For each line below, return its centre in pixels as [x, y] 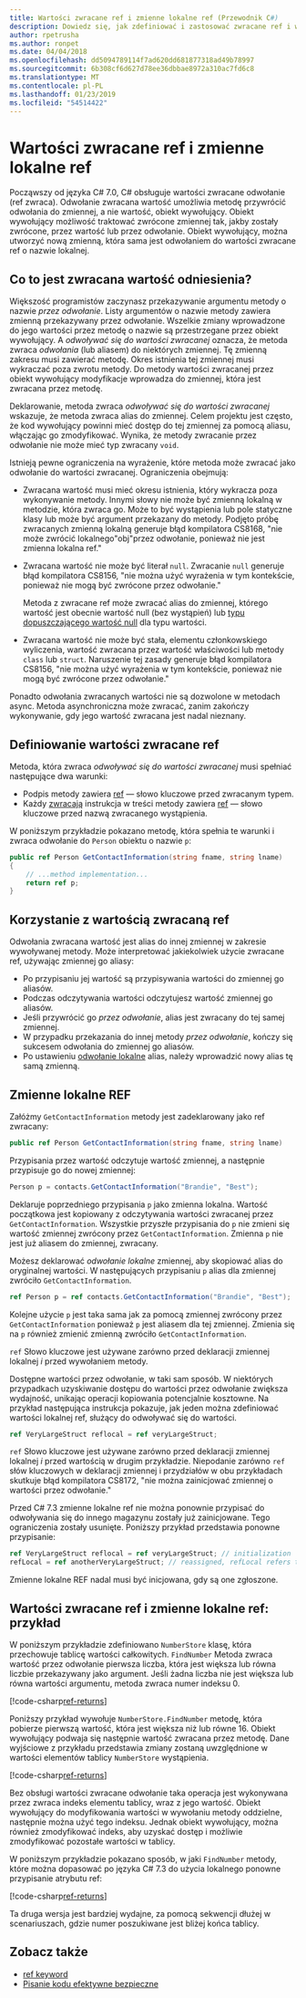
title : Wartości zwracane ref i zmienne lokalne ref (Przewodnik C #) [144, 18]
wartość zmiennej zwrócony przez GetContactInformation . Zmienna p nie [147, 1233]
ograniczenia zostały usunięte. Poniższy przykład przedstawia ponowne [145, 1527]
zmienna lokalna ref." [62, 548]
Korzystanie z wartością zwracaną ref [119, 919]
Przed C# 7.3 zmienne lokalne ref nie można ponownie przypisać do [137, 1508]
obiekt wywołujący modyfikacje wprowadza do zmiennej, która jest [135, 379]
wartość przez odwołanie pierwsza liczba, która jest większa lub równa [143, 1664]
